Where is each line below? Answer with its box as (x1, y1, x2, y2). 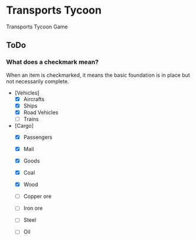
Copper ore (23, 193, 52, 200)
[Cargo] (14, 122, 34, 129)
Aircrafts (23, 95, 45, 102)
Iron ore (23, 205, 43, 212)
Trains (23, 115, 40, 122)
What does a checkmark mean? (6, 58, 99, 66)
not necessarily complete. (6, 77, 69, 85)
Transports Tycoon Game (6, 23, 68, 30)
